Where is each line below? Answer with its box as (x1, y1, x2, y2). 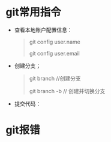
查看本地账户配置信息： (14, 26, 73, 33)
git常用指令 (5, 5, 61, 19)
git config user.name (29, 38, 80, 45)
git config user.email (29, 50, 80, 57)
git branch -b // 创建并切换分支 (29, 87, 106, 94)
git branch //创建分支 (29, 75, 82, 82)
